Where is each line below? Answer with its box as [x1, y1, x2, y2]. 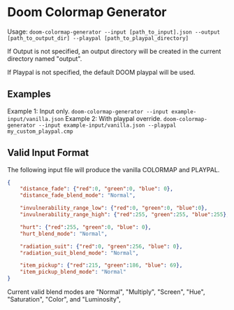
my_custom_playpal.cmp [7, 127, 73, 135]
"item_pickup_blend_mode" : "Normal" [20, 269, 127, 276]
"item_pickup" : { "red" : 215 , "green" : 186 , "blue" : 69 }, [20, 262, 183, 269]
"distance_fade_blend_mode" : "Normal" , [20, 192, 136, 199]
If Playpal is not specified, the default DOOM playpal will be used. [7, 68, 196, 76]
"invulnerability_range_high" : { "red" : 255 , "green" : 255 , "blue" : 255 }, [20, 211, 230, 218]
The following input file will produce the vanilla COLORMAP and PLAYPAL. [7, 165, 220, 174]
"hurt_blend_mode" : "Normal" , [20, 230, 108, 237]
